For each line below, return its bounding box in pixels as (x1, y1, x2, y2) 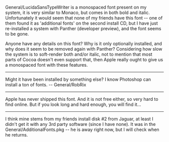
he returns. (5, 132, 28, 137)
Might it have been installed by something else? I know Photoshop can (5, 76, 151, 82)
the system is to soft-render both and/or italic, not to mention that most (5, 51, 152, 57)
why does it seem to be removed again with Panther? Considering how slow (5, 46, 162, 52)
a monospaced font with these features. (5, 62, 88, 68)
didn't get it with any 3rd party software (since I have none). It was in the (5, 121, 156, 127)
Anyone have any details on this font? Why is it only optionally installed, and (5, 41, 162, 47)
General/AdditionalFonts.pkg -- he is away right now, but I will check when (5, 126, 159, 132)
